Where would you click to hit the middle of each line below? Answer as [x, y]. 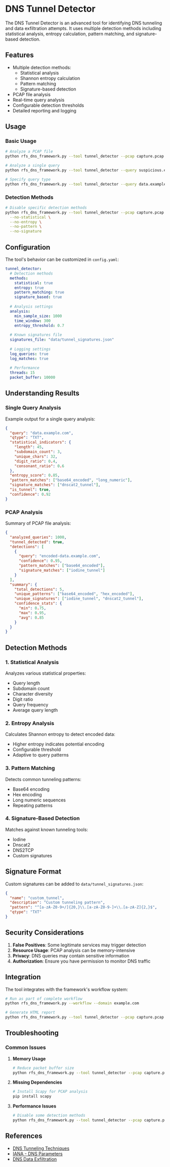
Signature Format [33, 872]
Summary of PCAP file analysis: [38, 523]
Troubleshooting [32, 1033]
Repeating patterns [33, 805]
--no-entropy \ [26, 222]
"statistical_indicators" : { [40, 442]
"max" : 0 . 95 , [32, 613]
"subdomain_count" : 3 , [38, 452]
